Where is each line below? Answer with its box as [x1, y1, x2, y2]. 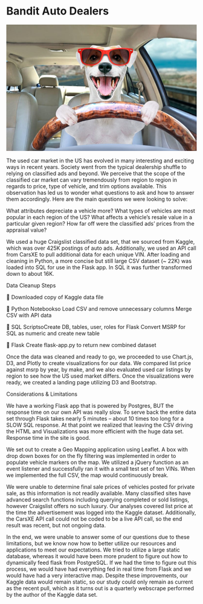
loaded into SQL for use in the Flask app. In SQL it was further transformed [6, 264, 192, 271]
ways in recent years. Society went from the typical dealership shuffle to [6, 163, 187, 170]
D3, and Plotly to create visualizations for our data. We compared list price [6, 359, 192, 366]
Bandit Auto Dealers [6, 4, 109, 18]
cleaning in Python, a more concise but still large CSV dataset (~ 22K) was [6, 257, 192, 264]
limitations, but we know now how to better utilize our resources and [6, 539, 176, 547]
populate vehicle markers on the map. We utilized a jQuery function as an [6, 459, 189, 466]
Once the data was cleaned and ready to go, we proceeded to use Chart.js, [6, 353, 193, 360]
